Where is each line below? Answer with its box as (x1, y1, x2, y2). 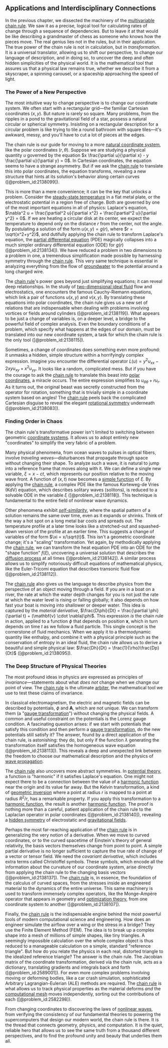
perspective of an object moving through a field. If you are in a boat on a (5, 586, 155, 592)
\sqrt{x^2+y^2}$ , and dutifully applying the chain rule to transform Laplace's (5, 231, 163, 237)
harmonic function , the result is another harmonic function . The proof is (5, 801, 153, 807)
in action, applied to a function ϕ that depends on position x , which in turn (5, 618, 158, 624)
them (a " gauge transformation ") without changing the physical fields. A (5, 710, 154, 716)
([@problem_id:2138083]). (5, 405, 60, 411)
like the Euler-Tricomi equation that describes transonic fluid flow (5, 566, 140, 572)
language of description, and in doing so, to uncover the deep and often (5, 55, 154, 61)
